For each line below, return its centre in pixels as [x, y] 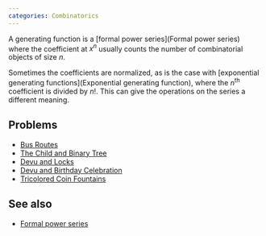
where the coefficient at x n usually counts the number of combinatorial [126, 48]
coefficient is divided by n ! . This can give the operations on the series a [127, 91]
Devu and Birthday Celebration [71, 170]
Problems [33, 125]
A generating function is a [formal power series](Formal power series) [124, 39]
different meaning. [39, 99]
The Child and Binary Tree [63, 153]
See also [30, 204]
